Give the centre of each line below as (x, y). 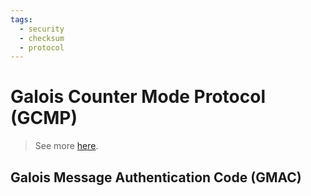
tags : (21, 19)
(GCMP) (44, 118)
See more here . (66, 146)
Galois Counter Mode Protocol (138, 97)
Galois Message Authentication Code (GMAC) (156, 177)
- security (42, 29)
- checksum (42, 38)
